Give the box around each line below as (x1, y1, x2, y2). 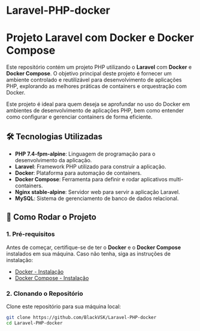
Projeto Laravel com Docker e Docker (6, 31, 195, 45)
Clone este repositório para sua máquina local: (6, 303, 122, 310)
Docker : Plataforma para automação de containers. (14, 169, 142, 177)
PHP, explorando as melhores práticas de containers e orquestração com (6, 83, 187, 90)
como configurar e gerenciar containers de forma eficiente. (6, 113, 153, 120)
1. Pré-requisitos (6, 230, 55, 238)
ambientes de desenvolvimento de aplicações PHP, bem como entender (6, 107, 184, 114)
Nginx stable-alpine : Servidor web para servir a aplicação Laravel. (14, 188, 180, 195)
